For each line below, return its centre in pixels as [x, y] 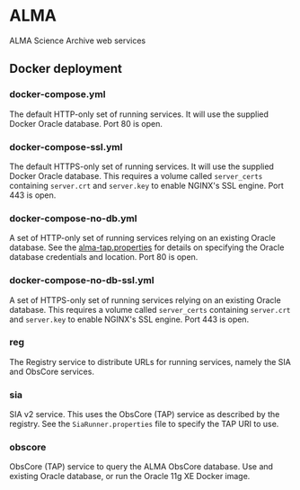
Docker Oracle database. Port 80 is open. [86, 123]
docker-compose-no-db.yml [73, 218]
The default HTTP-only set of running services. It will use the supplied [139, 114]
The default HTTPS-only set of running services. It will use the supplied [141, 166]
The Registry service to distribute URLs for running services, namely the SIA [150, 361]
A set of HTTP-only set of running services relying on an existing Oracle [142, 238]
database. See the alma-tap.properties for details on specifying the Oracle [147, 247]
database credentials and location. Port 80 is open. [104, 257]
